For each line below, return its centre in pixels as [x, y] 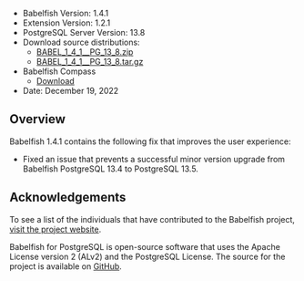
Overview [38, 119]
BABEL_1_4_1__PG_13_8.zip [85, 52]
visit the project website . [56, 229]
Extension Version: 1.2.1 [66, 23]
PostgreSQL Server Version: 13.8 [84, 32]
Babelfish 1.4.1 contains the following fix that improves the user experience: [150, 141]
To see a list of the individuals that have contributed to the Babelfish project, [152, 219]
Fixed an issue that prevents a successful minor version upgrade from [153, 159]
